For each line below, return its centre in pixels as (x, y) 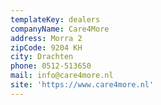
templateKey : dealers (55, 19)
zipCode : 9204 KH (46, 47)
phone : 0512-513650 (51, 66)
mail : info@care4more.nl (62, 76)
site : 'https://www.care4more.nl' (82, 85)
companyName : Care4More (60, 29)
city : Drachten (42, 57)
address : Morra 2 (46, 38)
